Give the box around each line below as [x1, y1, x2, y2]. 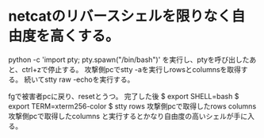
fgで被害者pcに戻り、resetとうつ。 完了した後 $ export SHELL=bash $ [8, 91, 239, 101]
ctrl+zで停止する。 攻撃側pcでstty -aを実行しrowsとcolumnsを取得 [21, 64, 242, 74]
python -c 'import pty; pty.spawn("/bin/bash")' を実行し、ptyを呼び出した [8, 55, 250, 64]
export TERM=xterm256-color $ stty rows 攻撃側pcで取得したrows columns [8, 101, 257, 111]
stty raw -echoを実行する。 [44, 75, 135, 84]
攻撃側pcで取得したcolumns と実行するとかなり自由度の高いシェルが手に [8, 111, 248, 121]
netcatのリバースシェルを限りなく [8, 7, 231, 25]
